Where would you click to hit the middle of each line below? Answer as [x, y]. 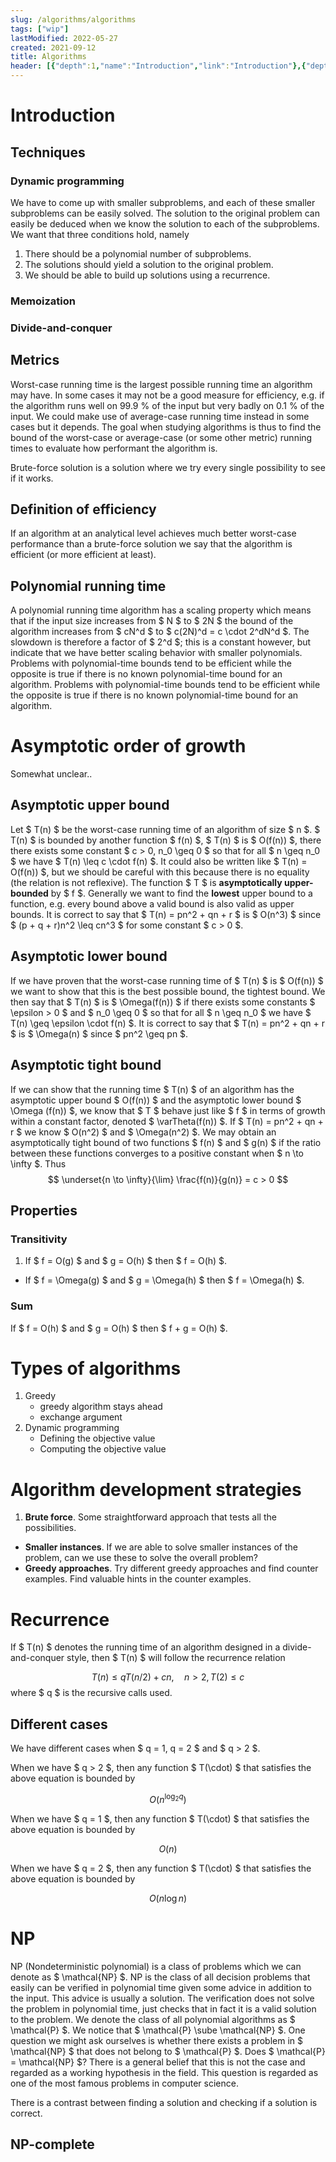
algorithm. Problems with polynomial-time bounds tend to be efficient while [165, 685]
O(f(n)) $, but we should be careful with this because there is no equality [160, 872]
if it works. [32, 478]
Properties [44, 1210]
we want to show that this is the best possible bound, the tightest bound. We [168, 991]
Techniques [48, 152]
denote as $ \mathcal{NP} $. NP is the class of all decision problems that [160, 1977]
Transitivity [39, 1239]
